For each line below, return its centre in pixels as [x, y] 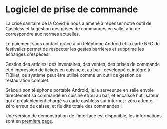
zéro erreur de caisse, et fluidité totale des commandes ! [63, 106]
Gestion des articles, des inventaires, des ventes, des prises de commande [83, 64]
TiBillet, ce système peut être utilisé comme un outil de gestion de [73, 75]
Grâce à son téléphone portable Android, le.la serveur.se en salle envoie [80, 90]
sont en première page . [29, 121]
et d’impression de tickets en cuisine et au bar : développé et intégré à [78, 70]
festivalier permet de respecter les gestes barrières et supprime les [75, 49]
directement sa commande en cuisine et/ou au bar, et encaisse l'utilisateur [82, 95]
